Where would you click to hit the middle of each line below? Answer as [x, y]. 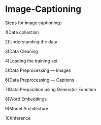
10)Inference [18, 118]
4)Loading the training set [31, 61]
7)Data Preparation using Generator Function [50, 89]
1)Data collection [22, 32]
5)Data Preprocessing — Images [38, 70]
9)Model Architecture [27, 108]
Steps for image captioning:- [34, 23]
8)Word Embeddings [26, 99]
